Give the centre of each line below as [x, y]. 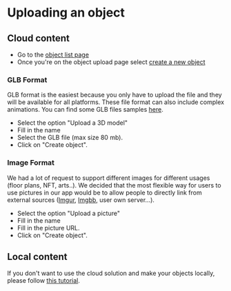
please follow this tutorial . [44, 281]
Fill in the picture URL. [49, 228]
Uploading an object [66, 13]
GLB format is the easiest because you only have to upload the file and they [114, 95]
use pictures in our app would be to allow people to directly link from [104, 192]
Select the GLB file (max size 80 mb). [70, 138]
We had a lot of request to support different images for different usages [109, 178]
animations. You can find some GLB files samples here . [85, 110]
